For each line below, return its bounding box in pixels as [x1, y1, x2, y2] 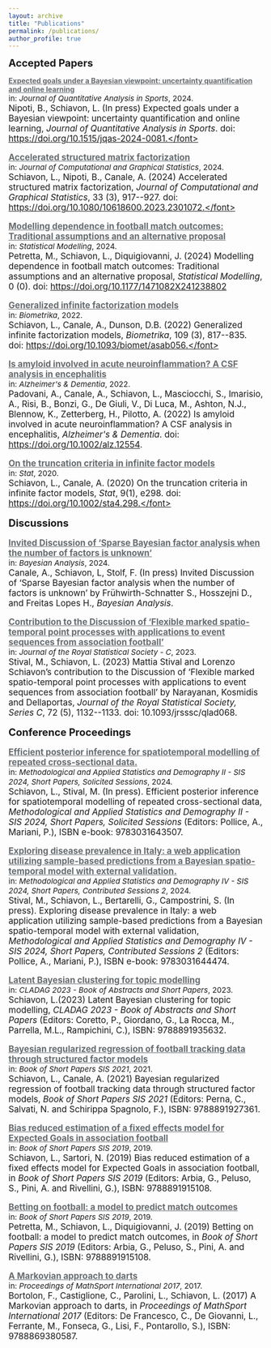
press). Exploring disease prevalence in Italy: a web [8, 905, 217, 917]
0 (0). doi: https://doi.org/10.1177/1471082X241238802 [8, 281, 227, 293]
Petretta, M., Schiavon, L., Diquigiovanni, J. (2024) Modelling [8, 250, 255, 262]
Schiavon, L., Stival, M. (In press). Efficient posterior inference [8, 786, 259, 798]
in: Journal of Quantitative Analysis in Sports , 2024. [8, 93, 194, 104]
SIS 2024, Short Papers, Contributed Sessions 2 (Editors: [8, 946, 239, 957]
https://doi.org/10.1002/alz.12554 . [8, 439, 143, 451]
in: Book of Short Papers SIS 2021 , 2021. [8, 1063, 154, 1075]
